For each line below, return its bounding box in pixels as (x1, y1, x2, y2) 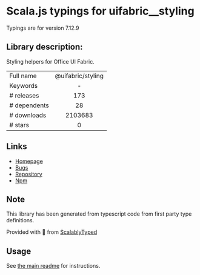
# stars (9, 121, 29, 129)
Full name (9, 71, 38, 80)
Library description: (6, 42, 83, 52)
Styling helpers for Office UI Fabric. (6, 58, 95, 65)
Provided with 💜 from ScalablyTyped (6, 228, 98, 236)
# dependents (9, 101, 50, 110)
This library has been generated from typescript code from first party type (6, 210, 192, 217)
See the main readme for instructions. (6, 262, 101, 270)
